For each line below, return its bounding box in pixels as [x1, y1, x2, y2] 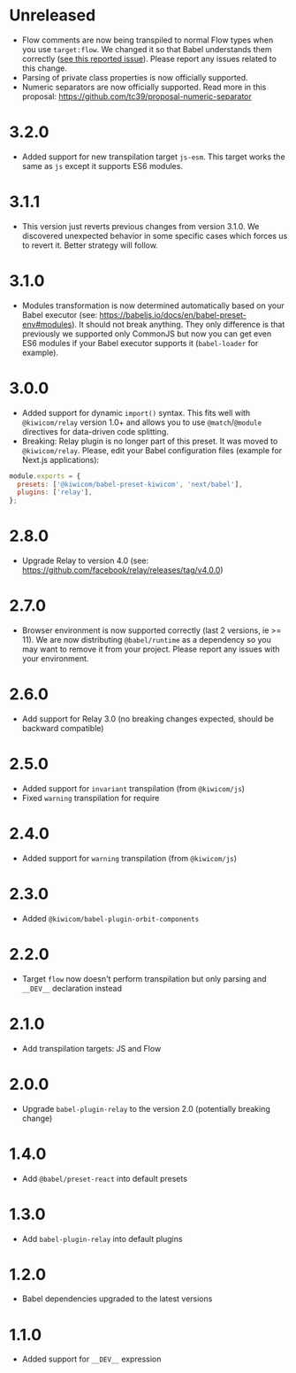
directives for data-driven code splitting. [21, 426, 170, 436]
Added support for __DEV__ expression [21, 1354, 162, 1364]
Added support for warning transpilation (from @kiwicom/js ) [21, 852, 237, 863]
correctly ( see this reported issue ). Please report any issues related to [21, 53, 277, 64]
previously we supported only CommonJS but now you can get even [21, 328, 272, 339]
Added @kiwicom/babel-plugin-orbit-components [21, 913, 200, 923]
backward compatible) [21, 723, 104, 733]
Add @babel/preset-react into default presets [21, 1173, 188, 1184]
